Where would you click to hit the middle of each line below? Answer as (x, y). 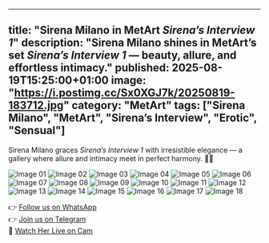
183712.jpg (36, 105)
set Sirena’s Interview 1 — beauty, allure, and (122, 56)
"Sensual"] (37, 130)
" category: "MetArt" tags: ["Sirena (154, 105)
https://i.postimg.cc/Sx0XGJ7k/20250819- (124, 93)
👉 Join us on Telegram (47, 219)
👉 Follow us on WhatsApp (53, 207)
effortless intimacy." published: (89, 68)
